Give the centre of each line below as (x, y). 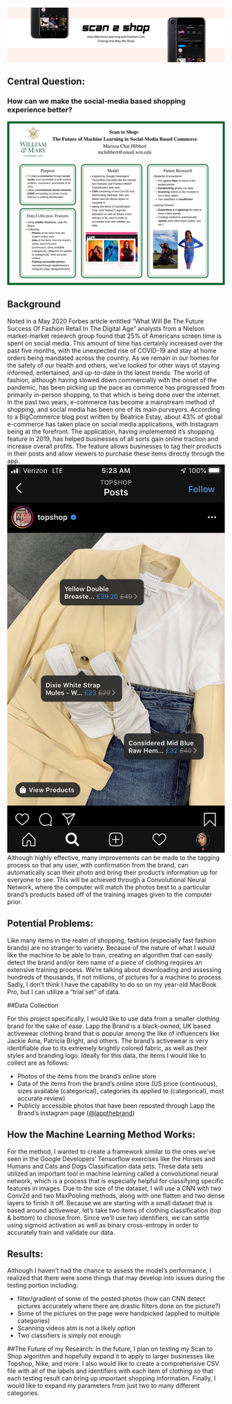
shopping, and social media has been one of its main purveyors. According (114, 409)
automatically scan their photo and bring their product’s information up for (112, 872)
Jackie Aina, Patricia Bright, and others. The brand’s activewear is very (108, 1041)
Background (34, 304)
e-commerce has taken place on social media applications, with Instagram (113, 424)
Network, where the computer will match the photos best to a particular (109, 888)
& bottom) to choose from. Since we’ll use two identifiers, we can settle (108, 1217)
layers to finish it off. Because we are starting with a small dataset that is (110, 1203)
